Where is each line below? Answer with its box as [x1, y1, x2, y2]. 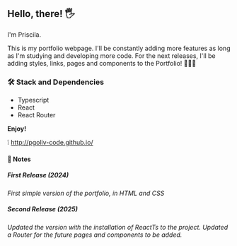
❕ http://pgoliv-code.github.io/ [7, 139, 93, 147]
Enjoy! [7, 124, 27, 133]
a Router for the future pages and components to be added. [7, 230, 183, 239]
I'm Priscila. [7, 30, 41, 39]
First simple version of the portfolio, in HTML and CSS [7, 189, 165, 197]
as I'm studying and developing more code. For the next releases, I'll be [7, 51, 216, 60]
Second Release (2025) [7, 205, 78, 213]
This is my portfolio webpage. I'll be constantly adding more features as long [7, 44, 231, 52]
